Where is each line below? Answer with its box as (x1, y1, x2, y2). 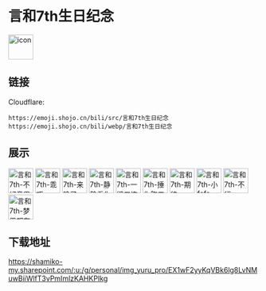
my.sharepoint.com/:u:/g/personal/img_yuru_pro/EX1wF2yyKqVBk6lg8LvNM (8, 266, 258, 275)
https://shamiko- (8, 257, 63, 266)
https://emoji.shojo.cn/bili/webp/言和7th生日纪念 (8, 122, 173, 130)
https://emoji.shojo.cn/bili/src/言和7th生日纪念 (8, 114, 169, 122)
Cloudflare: (8, 97, 45, 107)
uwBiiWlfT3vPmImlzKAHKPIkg (8, 274, 108, 283)
